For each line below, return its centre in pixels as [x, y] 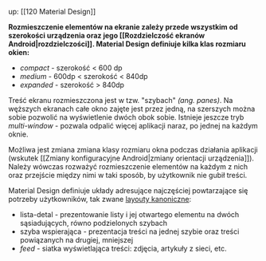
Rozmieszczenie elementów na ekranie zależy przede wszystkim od [123, 27]
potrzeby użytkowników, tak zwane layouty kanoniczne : [100, 199]
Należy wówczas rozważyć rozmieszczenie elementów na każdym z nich [128, 166]
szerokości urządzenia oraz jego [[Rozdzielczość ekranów [107, 36]
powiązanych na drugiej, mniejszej [76, 240]
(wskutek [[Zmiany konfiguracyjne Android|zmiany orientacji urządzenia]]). [131, 158]
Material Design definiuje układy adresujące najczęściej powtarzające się [128, 190]
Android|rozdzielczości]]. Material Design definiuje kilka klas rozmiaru [127, 44]
